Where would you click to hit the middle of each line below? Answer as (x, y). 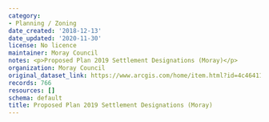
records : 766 (30, 83)
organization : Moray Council (57, 68)
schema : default (35, 98)
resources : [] (32, 90)
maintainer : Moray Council (53, 53)
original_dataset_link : (48, 75)
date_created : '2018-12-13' (55, 31)
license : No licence (43, 46)
